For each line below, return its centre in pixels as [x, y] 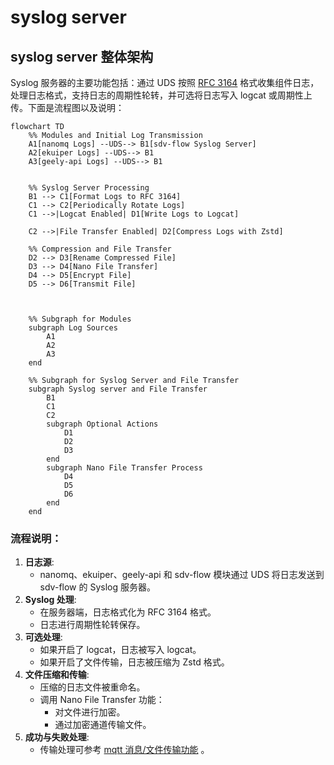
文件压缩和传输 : [57, 675]
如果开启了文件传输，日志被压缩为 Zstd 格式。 [134, 662]
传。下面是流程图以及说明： [67, 107]
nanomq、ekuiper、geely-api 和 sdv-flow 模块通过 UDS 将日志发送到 [182, 575]
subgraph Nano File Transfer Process [124, 468]
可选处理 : [43, 637]
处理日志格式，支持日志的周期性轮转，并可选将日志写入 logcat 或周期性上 [161, 95]
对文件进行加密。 [90, 712]
